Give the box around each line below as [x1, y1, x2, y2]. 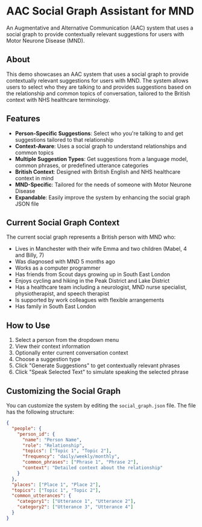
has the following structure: [6, 408, 74, 415]
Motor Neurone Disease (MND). [6, 37, 85, 44]
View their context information [14, 342, 90, 350]
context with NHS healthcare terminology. [6, 96, 110, 103]
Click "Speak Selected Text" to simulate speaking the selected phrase [14, 368, 189, 376]
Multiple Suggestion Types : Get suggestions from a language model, [14, 155, 188, 162]
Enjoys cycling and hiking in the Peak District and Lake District [14, 277, 170, 285]
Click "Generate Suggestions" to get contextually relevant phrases [14, 362, 180, 369]
